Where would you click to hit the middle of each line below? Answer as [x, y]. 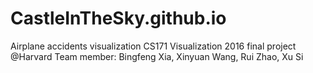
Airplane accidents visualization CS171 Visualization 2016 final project [153, 46]
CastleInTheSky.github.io [118, 18]
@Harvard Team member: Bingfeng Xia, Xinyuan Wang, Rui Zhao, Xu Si [157, 56]
